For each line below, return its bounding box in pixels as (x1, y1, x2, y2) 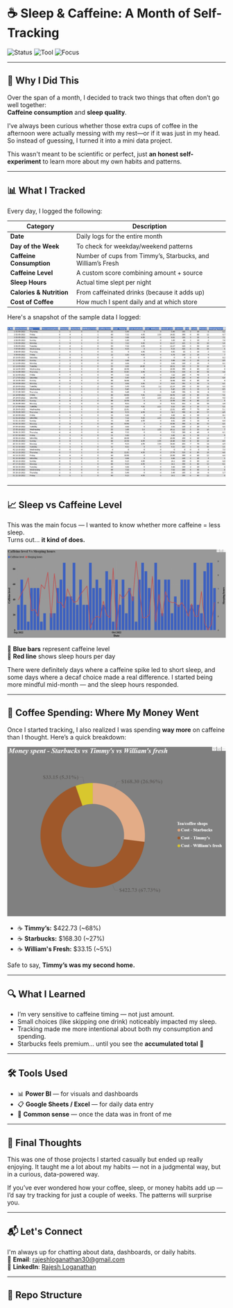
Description (132, 222, 167, 230)
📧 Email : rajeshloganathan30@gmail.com (7, 1255, 126, 1263)
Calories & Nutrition (10, 288, 69, 296)
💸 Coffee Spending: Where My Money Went (7, 707, 199, 719)
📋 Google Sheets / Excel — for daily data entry (17, 1100, 154, 1108)
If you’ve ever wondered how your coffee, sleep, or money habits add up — (7, 1183, 223, 1192)
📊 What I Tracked (7, 185, 85, 197)
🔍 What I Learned (7, 988, 86, 1000)
